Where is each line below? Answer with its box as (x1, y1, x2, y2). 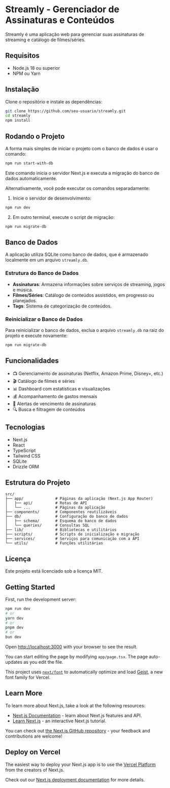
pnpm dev (5, 625, 24, 630)
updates (5, 659, 23, 665)
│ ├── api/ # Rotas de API (5, 500, 87, 506)
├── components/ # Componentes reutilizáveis (5, 510, 117, 515)
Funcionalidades (5, 356, 59, 365)
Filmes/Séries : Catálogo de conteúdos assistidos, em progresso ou (12, 292, 154, 298)
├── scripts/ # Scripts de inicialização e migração (5, 532, 140, 537)
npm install (5, 118, 30, 123)
